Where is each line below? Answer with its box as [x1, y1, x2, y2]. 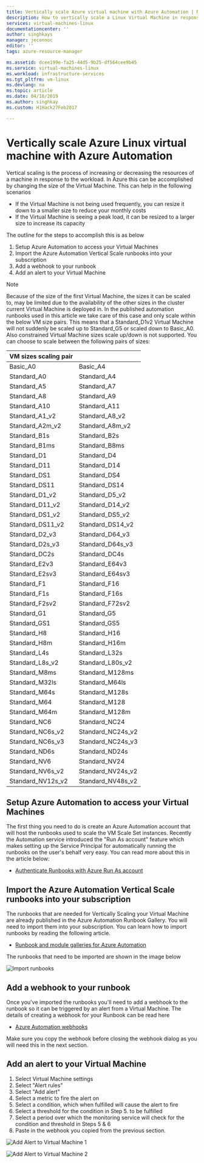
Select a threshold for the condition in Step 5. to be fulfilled [15, 1107, 163, 1114]
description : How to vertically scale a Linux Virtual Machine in [6, 15, 178, 21]
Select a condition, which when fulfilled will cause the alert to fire [15, 1100, 178, 1108]
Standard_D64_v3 [78, 530, 131, 538]
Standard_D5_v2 [78, 490, 126, 499]
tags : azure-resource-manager [6, 49, 83, 55]
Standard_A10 [9, 401, 50, 410]
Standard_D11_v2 [9, 500, 61, 509]
